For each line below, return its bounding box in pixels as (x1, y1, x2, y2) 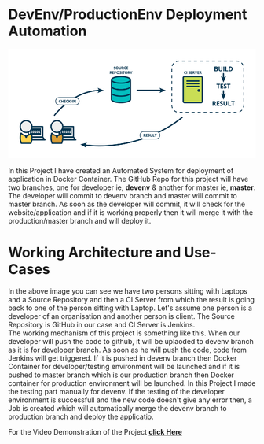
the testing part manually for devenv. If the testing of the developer (8, 387, 225, 396)
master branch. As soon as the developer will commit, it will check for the (8, 199, 246, 209)
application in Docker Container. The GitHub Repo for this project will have (8, 174, 249, 183)
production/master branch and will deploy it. (8, 216, 152, 225)
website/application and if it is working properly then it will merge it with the (8, 207, 254, 217)
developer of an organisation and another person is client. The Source (8, 311, 236, 320)
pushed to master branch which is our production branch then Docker (8, 370, 234, 379)
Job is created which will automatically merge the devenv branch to (8, 403, 227, 413)
